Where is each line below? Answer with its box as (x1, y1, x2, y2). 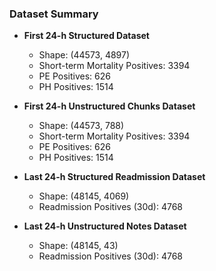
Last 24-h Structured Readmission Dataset (23, 171, 206, 183)
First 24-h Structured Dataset (23, 30, 150, 42)
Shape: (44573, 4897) (38, 49, 131, 61)
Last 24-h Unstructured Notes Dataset (23, 220, 187, 232)
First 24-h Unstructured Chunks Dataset (23, 100, 196, 112)
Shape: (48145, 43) (38, 240, 119, 252)
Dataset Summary (9, 7, 99, 21)
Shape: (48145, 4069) (38, 190, 130, 202)
